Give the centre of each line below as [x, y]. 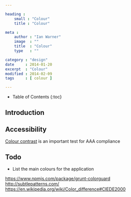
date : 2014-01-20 [29, 64]
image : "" [26, 42]
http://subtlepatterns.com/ [32, 184]
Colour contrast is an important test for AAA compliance [63, 141]
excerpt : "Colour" [27, 69]
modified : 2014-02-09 [29, 74]
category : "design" [27, 60]
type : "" [26, 51]
